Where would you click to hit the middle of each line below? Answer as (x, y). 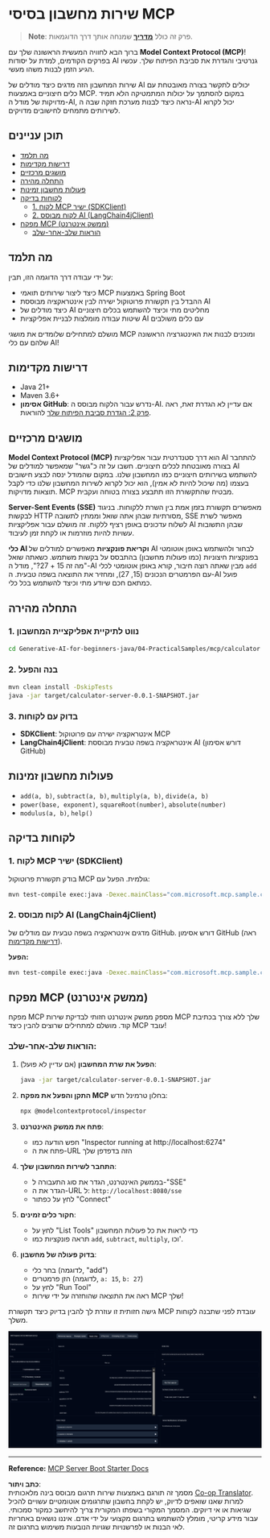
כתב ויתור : (25, 1484)
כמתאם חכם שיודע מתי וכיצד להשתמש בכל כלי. (80, 583)
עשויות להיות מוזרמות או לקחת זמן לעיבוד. (72, 533)
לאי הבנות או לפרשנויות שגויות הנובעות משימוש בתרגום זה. (96, 1527)
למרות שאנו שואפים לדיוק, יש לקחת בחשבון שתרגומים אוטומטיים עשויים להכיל (126, 1501)
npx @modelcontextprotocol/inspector (83, 1111)
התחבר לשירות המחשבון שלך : (68, 1166)
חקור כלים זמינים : (48, 1214)
